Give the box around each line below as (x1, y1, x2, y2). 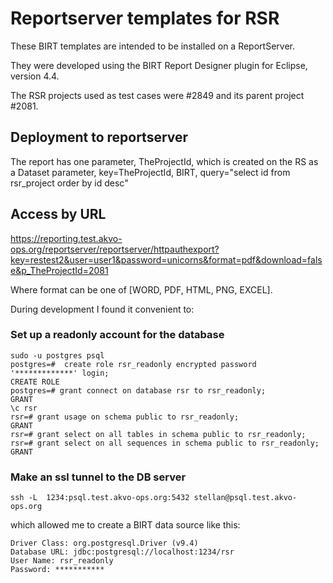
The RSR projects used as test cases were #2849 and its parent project (10, 89, 305, 101)
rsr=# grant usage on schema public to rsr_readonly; (10, 412, 240, 422)
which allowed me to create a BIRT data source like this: (10, 519, 241, 531)
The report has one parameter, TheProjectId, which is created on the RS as (10, 155, 319, 167)
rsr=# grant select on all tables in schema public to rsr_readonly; (10, 429, 307, 439)
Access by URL (10, 206, 107, 223)
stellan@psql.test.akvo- (193, 493, 298, 503)
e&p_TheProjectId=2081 (10, 264, 109, 276)
